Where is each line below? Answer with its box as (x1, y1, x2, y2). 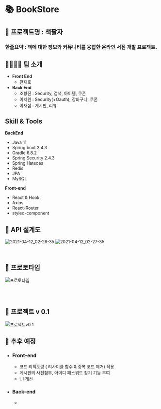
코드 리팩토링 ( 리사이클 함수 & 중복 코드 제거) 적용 (19, 364, 114, 370)
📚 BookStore (5, 4, 60, 15)
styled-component (12, 210, 49, 216)
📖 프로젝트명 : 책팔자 (5, 28, 63, 36)
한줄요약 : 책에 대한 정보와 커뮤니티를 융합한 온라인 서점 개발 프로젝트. (5, 43, 158, 50)
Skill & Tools (5, 117, 43, 125)
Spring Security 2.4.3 (12, 155, 55, 161)
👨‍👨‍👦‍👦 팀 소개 (5, 60, 43, 68)
